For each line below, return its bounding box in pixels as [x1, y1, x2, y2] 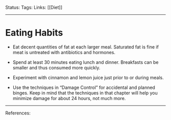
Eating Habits [5, 27, 64, 39]
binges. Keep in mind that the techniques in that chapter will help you [12, 89, 158, 96]
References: [5, 110, 31, 116]
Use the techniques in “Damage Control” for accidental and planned [12, 84, 155, 90]
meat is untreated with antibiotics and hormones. [12, 49, 116, 55]
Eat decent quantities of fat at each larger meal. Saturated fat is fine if [12, 43, 159, 50]
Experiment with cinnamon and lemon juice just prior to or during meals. [12, 74, 164, 81]
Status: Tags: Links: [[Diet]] [5, 5, 63, 10]
